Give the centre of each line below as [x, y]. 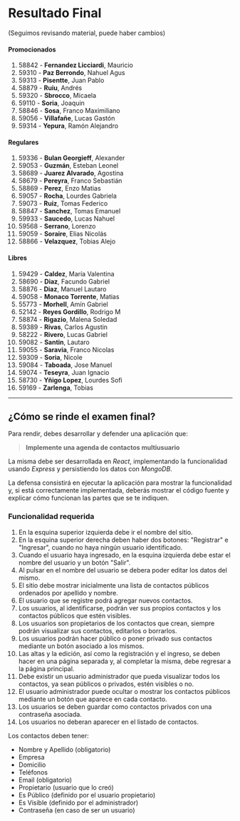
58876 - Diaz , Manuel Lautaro [62, 289]
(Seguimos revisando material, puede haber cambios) [87, 33]
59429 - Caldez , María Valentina [66, 273]
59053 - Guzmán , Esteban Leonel [68, 166]
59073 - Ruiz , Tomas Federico [63, 203]
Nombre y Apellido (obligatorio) [64, 749]
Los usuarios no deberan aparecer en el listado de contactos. [108, 722]
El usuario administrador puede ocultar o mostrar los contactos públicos [124, 691]
